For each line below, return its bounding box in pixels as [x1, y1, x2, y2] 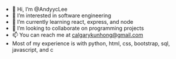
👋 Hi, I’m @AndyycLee [11, 6, 68, 13]
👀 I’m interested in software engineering [11, 12, 112, 19]
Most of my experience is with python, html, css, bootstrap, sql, [11, 40, 170, 47]
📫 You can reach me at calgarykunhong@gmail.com [11, 32, 143, 38]
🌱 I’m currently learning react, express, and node [11, 18, 134, 25]
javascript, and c [11, 46, 54, 53]
